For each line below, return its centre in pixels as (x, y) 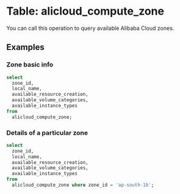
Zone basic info (30, 65)
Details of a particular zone (47, 132)
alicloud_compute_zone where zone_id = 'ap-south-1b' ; (83, 185)
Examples (25, 47)
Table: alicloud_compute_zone (85, 11)
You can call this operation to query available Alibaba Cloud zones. (90, 28)
